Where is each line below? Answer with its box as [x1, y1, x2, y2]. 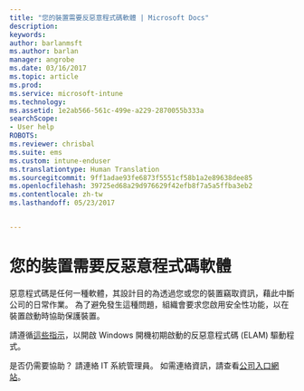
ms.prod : [9, 81, 43, 90]
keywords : [9, 30, 47, 39]
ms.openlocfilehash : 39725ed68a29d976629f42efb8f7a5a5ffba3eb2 [9, 182, 253, 191]
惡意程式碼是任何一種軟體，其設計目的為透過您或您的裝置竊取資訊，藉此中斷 [9, 287, 295, 299]
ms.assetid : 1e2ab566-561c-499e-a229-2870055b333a [9, 106, 204, 115]
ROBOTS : [9, 131, 39, 140]
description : [9, 22, 59, 31]
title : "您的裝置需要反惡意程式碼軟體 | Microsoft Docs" [9, 13, 210, 23]
